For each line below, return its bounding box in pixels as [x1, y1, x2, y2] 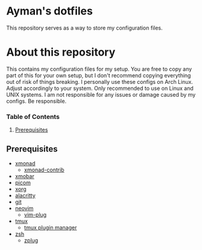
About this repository [6, 45, 116, 59]
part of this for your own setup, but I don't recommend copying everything [6, 71, 191, 79]
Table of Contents [6, 112, 60, 121]
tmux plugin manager [24, 223, 77, 231]
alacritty [14, 191, 36, 199]
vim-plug [24, 211, 47, 218]
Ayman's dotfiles [6, 4, 93, 18]
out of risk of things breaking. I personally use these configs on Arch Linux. [6, 78, 193, 85]
